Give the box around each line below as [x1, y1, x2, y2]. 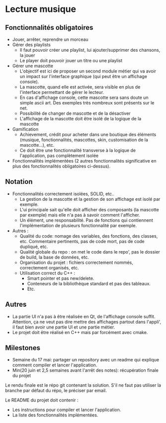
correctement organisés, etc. [19, 264, 79, 270]
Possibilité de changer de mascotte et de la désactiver [19, 110, 131, 116]
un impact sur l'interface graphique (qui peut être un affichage [19, 74, 147, 79]
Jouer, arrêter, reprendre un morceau [12, 36, 89, 42]
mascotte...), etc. [19, 142, 55, 148]
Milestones [5, 344, 41, 352]
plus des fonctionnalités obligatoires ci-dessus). [12, 163, 111, 169]
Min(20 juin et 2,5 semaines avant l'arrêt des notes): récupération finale [12, 367, 159, 373]
